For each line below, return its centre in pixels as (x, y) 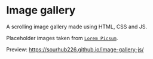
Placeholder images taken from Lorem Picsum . (62, 38)
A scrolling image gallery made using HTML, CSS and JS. (77, 27)
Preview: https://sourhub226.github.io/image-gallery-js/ (75, 49)
